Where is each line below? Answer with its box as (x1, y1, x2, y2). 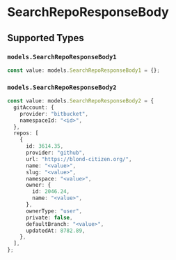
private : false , (25, 214, 73, 221)
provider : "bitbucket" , (19, 110, 89, 117)
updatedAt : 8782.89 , (25, 227, 86, 234)
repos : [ (13, 130, 39, 137)
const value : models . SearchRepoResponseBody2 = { (7, 98, 154, 105)
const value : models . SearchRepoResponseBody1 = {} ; (7, 67, 160, 74)
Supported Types (7, 32, 85, 44)
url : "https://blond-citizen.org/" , (25, 155, 132, 162)
